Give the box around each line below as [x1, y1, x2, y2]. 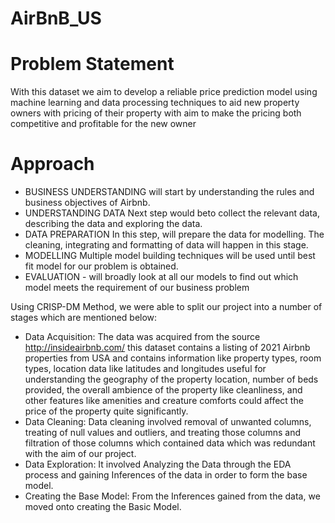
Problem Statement [10, 53, 175, 76]
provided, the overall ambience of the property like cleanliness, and [24, 384, 303, 396]
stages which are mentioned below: [10, 312, 158, 324]
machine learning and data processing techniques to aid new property [10, 97, 300, 109]
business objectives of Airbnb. [24, 197, 151, 209]
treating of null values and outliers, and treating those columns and [24, 427, 301, 439]
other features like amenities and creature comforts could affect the [24, 395, 304, 407]
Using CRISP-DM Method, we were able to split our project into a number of [10, 301, 323, 313]
